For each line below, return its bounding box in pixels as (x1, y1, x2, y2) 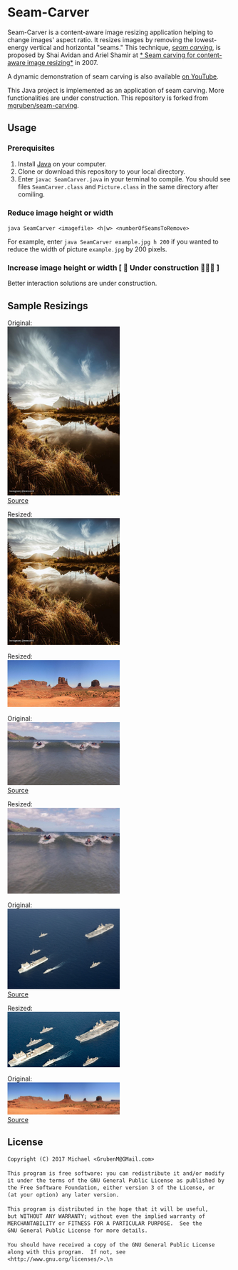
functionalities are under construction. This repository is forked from (7, 94, 209, 102)
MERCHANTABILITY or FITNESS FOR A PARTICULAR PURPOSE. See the (7, 1220, 202, 1227)
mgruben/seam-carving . (7, 101, 80, 109)
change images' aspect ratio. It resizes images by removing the (7, 35, 194, 44)
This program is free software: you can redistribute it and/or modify (7, 1170, 224, 1177)
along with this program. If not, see (7, 1249, 126, 1256)
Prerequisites (7, 144, 55, 154)
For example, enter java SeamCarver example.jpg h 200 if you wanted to (7, 237, 219, 246)
